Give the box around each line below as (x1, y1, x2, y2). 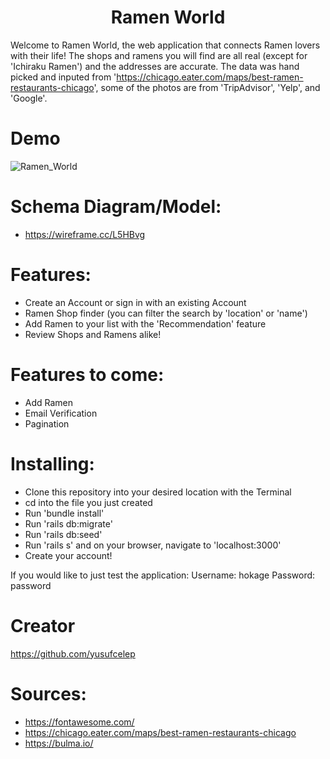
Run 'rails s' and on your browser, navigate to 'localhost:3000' (24, 539, 282, 551)
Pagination (24, 417, 70, 430)
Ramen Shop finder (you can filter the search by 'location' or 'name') (24, 307, 308, 319)
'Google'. (10, 92, 48, 104)
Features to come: (10, 363, 165, 386)
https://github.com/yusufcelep (10, 647, 136, 660)
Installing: (10, 452, 95, 475)
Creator (10, 614, 76, 637)
